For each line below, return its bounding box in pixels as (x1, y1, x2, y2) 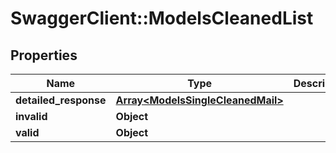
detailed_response (15, 93, 107, 107)
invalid (15, 110, 48, 123)
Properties (10, 47, 78, 64)
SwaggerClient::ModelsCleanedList (10, 7, 314, 30)
